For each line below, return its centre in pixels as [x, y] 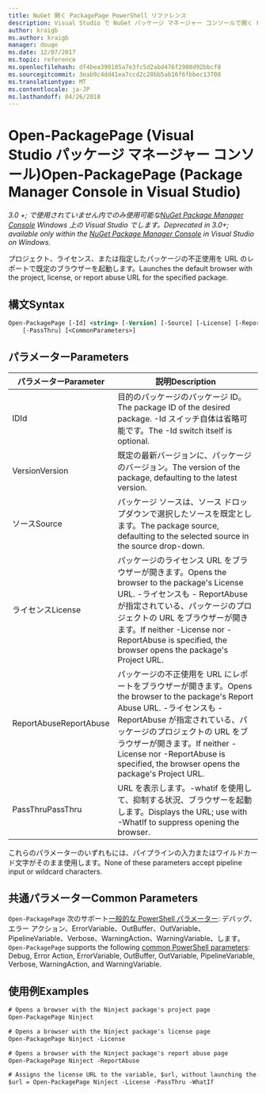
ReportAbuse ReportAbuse [61, 723]
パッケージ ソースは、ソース [170, 501]
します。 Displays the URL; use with [182, 811]
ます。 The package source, [168, 525]
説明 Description [186, 381]
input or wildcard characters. [55, 871]
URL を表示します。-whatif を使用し [184, 787]
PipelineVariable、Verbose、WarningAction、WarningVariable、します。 [126, 939]
